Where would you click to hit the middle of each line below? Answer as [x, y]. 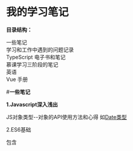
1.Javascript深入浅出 [32, 104]
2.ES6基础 [19, 129]
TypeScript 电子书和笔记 [36, 57]
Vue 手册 [17, 79]
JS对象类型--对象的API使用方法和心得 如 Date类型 [66, 117]
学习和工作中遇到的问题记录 [40, 49]
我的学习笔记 [38, 12]
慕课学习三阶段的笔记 [32, 64]
